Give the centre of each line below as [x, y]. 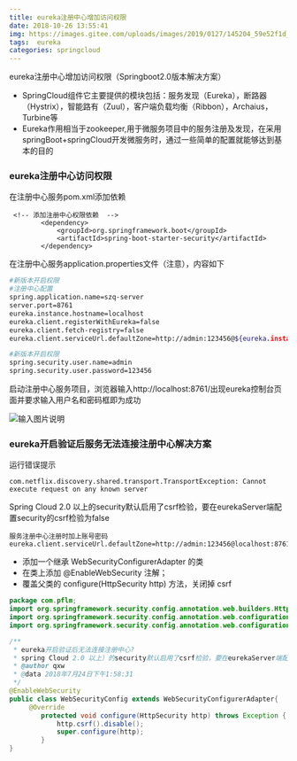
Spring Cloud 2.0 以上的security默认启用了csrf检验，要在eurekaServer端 [142, 507]
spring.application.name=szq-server [76, 298]
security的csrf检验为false [63, 518]
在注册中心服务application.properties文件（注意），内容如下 [117, 264]
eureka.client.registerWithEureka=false [85, 322]
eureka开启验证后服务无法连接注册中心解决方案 [110, 444]
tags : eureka [35, 42]
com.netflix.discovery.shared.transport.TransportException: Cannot [138, 482]
